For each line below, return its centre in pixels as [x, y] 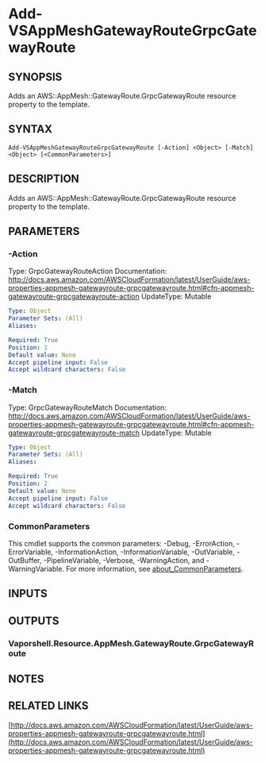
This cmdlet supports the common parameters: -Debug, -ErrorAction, [122, 543]
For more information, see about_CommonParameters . [155, 568]
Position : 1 [28, 347]
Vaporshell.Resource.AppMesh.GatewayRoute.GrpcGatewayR [131, 643]
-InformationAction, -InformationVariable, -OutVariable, [145, 552]
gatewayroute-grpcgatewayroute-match [74, 433]
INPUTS [28, 593]
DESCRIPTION [44, 179]
